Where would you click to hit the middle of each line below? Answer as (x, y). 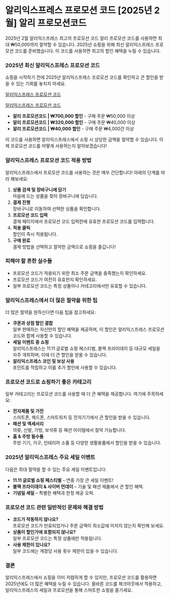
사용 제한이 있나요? (31, 545)
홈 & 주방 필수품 (28, 436)
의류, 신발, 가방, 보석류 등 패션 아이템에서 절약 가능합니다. (69, 430)
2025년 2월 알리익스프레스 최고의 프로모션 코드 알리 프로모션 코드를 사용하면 (81, 38)
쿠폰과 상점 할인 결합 (33, 323)
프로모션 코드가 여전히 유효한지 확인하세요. (55, 279)
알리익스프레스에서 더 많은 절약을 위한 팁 (52, 300)
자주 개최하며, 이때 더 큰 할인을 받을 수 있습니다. (60, 355)
